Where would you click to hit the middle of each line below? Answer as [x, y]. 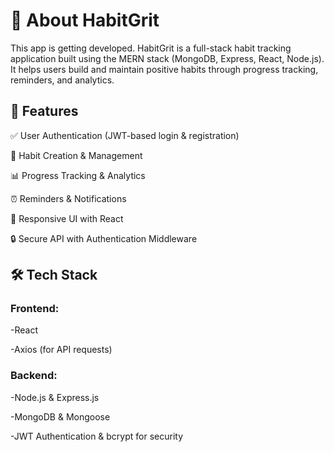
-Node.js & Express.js [55, 397]
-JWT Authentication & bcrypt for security [97, 436]
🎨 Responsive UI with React [67, 218]
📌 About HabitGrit [85, 20]
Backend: [34, 376]
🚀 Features [44, 111]
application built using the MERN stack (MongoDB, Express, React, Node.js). [167, 58]
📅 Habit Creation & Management [76, 155]
